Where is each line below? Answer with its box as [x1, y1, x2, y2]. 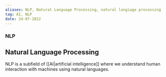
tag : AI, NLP [5, 12, 32, 17]
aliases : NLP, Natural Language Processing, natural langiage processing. [5, 7, 164, 12]
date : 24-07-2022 [5, 16, 41, 21]
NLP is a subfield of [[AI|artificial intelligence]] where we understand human [5, 61, 161, 67]
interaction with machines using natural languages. [5, 66, 109, 72]
